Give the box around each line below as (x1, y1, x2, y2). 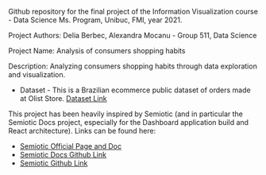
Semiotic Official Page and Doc (19, 142, 122, 150)
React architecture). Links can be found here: (8, 126, 156, 135)
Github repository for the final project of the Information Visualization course (8, 7, 258, 16)
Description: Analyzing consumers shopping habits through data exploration (8, 61, 258, 71)
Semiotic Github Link (19, 158, 88, 168)
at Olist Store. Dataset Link (19, 94, 107, 103)
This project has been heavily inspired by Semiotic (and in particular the (8, 109, 244, 119)
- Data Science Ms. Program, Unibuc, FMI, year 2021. (8, 15, 183, 25)
